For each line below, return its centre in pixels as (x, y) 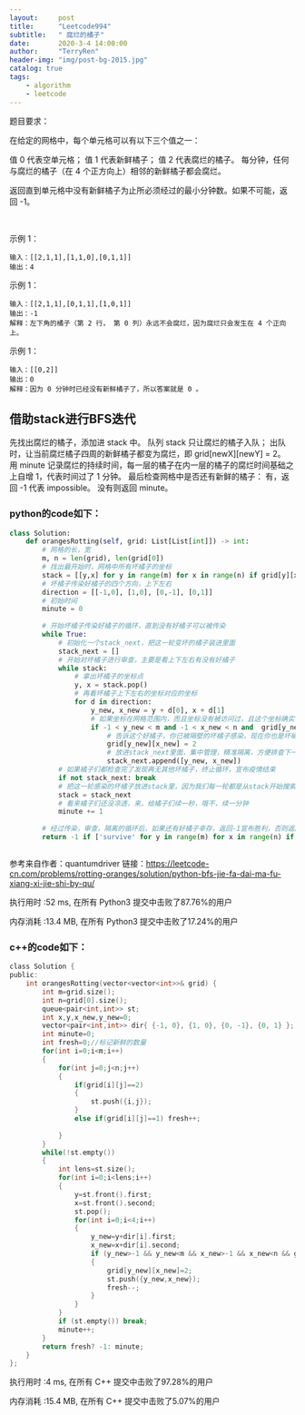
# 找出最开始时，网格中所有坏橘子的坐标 (107, 567)
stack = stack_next (94, 795)
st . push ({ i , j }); (121, 1102)
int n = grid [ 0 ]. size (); (85, 1000)
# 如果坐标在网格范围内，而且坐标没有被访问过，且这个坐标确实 (192, 718)
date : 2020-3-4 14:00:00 (69, 43)
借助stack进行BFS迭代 (73, 419)
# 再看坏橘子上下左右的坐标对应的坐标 (136, 694)
